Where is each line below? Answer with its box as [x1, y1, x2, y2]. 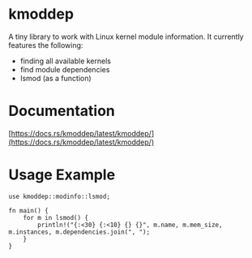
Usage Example [8, 166, 116, 184]
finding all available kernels [19, 56, 112, 66]
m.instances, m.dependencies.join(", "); [8, 228, 151, 236]
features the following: [8, 40, 83, 49]
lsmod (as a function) [19, 73, 92, 83]
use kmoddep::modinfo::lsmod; [8, 192, 111, 200]
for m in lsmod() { [23, 213, 89, 221]
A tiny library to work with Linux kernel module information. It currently [8, 32, 245, 41]
